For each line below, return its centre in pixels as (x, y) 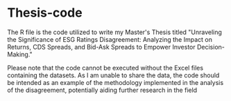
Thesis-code (45, 13)
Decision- (211, 47)
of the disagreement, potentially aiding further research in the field (102, 90)
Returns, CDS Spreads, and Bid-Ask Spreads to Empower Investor (101, 47)
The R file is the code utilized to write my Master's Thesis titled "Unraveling (114, 32)
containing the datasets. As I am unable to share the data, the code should (113, 75)
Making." (20, 54)
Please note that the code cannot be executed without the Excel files (105, 68)
